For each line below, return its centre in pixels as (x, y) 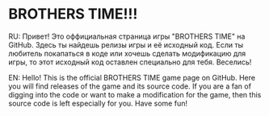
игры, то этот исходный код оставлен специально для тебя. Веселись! (130, 62)
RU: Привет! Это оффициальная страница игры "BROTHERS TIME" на (127, 36)
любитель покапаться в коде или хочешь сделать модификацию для (127, 53)
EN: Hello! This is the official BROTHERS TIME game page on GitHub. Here (132, 77)
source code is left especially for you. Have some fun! (98, 103)
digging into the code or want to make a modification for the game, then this (135, 94)
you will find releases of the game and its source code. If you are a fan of (130, 86)
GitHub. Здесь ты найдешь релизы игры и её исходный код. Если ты (126, 44)
